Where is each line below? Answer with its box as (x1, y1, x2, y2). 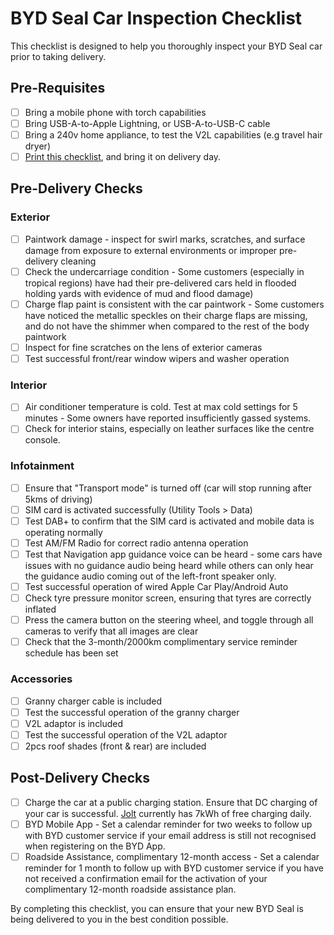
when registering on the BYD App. (24, 840, 166, 852)
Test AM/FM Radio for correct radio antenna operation (24, 537, 249, 549)
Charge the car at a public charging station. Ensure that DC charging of (24, 796, 318, 808)
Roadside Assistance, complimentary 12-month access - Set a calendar (24, 850, 320, 862)
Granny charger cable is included (24, 695, 163, 707)
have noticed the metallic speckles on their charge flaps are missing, (24, 309, 308, 321)
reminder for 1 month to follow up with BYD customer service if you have (24, 862, 324, 874)
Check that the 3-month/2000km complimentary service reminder (24, 636, 298, 648)
